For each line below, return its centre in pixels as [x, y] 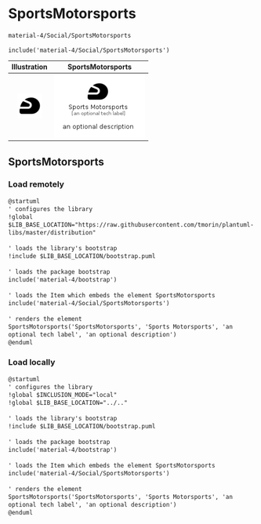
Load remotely [36, 184]
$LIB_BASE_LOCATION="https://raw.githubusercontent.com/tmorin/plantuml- [131, 224]
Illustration [30, 67]
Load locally [32, 362]
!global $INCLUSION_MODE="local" [63, 395]
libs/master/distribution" [52, 232]
